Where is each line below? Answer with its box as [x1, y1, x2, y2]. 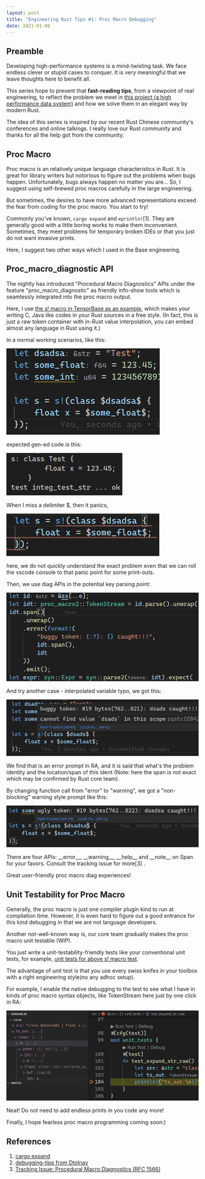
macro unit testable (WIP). [6, 937, 72, 944]
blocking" [6, 794, 31, 801]
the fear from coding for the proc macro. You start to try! [6, 203, 148, 210]
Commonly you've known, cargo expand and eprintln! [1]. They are [6, 215, 174, 222]
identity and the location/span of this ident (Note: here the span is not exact [6, 769, 196, 776]
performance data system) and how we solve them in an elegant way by [6, 100, 188, 107]
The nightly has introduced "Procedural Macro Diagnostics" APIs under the [6, 280, 195, 287]
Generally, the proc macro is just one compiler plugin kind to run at [6, 905, 174, 913]
